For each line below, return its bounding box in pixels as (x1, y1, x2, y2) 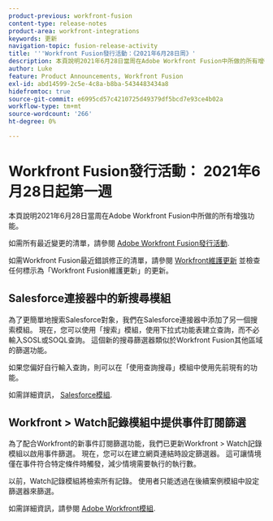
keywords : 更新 (8, 34, 58, 43)
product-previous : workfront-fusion (8, 11, 132, 20)
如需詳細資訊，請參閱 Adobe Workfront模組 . (8, 504, 156, 514)
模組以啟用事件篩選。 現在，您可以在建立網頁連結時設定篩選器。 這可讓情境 (8, 449, 262, 459)
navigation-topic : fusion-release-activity (8, 42, 158, 50)
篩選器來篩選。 (8, 486, 58, 496)
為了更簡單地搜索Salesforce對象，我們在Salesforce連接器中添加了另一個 (8, 314, 251, 325)
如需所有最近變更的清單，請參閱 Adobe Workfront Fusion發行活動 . (8, 238, 230, 248)
